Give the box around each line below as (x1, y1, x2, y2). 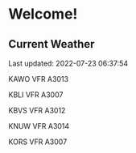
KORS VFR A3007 (8, 137, 68, 147)
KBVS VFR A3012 (8, 106, 66, 115)
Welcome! (8, 5, 78, 23)
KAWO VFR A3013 (8, 74, 69, 83)
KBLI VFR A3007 (8, 90, 64, 100)
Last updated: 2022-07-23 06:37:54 (8, 58, 129, 68)
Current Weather (8, 37, 95, 51)
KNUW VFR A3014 (8, 121, 70, 130)
